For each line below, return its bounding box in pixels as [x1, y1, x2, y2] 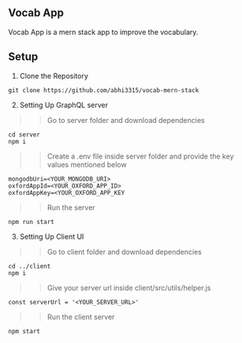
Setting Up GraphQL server [19, 100, 109, 110]
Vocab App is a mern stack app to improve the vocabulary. [8, 27, 199, 36]
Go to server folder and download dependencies [47, 115, 205, 125]
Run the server [47, 203, 96, 212]
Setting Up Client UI [19, 232, 84, 241]
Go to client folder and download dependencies [47, 247, 203, 256]
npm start [8, 327, 41, 335]
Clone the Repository [19, 71, 89, 80]
